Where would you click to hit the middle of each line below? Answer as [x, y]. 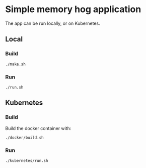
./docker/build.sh [24, 138]
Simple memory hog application [73, 9]
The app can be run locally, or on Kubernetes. [53, 23]
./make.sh [16, 64]
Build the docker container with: [38, 128]
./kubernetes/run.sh [27, 160]
